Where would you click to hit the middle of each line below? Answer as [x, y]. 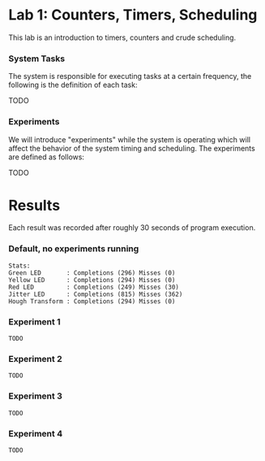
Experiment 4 [36, 433]
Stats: [19, 266]
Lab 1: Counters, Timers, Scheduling [133, 15]
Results [34, 205]
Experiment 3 [35, 396]
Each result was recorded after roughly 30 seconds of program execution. [132, 228]
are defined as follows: [47, 157]
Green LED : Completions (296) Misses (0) [92, 273]
